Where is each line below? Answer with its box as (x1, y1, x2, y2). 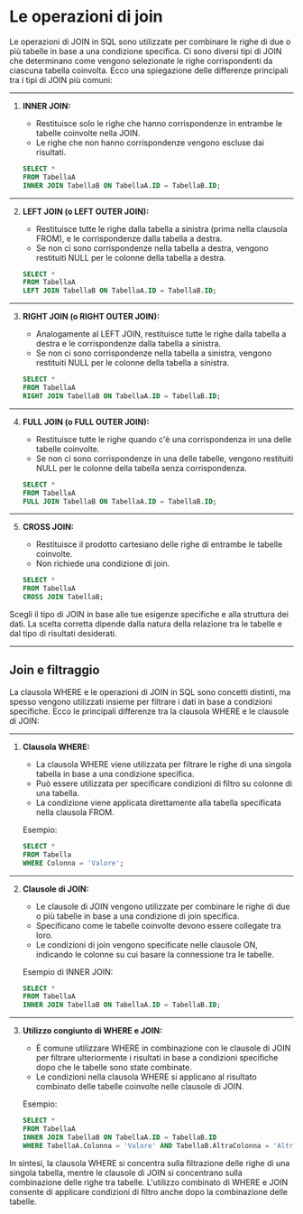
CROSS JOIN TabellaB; (22, 593, 104, 602)
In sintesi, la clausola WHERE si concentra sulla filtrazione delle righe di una (9, 1157, 290, 1168)
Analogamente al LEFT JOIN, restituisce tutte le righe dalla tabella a (35, 329, 287, 339)
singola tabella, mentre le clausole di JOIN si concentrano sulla (9, 1167, 243, 1178)
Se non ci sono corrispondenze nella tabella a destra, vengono (35, 242, 269, 254)
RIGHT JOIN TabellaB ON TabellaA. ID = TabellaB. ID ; (22, 391, 221, 401)
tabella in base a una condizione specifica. (35, 768, 195, 779)
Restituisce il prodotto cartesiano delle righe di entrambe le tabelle (35, 539, 283, 550)
